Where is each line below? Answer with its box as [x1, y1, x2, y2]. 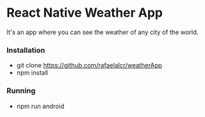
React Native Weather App [6, 5, 163, 21]
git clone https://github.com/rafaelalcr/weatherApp [16, 61, 163, 70]
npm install [16, 68, 49, 77]
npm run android [16, 102, 65, 110]
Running [6, 86, 36, 95]
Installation [6, 45, 46, 55]
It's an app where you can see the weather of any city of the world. [6, 28, 199, 36]
